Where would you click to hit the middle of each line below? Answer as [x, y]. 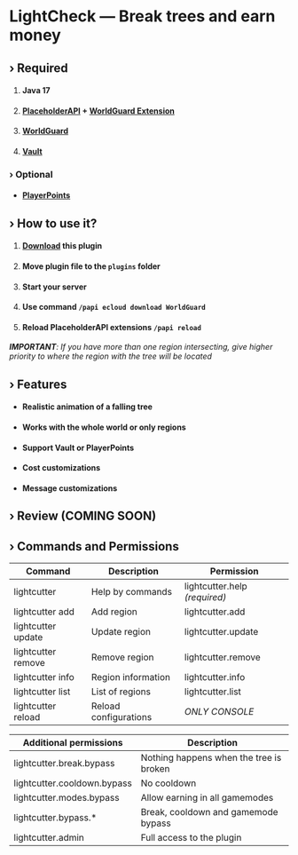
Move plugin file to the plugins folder [91, 266]
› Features [38, 384]
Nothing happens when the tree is [211, 758]
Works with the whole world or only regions [104, 427]
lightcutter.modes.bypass [67, 798]
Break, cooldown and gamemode [209, 812]
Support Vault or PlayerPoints [78, 447]
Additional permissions [73, 743]
